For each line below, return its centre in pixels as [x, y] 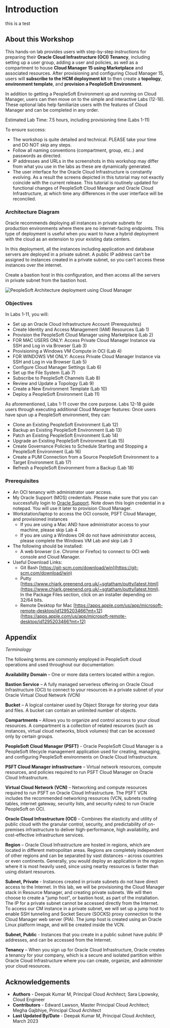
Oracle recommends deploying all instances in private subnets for [74, 223]
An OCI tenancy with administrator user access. [62, 492]
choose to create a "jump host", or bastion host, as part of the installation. [82, 898]
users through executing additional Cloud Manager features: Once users [80, 409]
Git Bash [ [30, 567]
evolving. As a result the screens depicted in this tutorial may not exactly [88, 177]
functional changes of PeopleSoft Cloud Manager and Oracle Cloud [83, 188]
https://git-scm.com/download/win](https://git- [89, 567]
